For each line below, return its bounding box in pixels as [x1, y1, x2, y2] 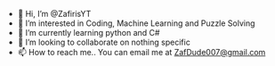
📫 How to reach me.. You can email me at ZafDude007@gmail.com [17, 47, 266, 57]
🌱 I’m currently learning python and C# [17, 28, 160, 37]
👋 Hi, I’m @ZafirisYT [17, 9, 92, 19]
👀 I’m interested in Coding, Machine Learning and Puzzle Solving [17, 18, 255, 29]
